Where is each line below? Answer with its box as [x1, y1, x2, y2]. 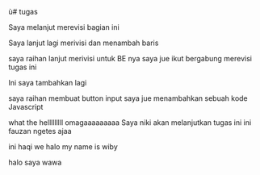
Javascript [8, 102, 44, 111]
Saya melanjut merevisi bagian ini [8, 23, 120, 31]
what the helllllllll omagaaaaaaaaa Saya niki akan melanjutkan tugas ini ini [8, 118, 252, 127]
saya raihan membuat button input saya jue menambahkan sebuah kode [8, 94, 248, 103]
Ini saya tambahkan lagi [8, 78, 87, 87]
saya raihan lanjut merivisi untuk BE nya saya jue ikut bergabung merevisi [8, 54, 253, 63]
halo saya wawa [8, 157, 62, 167]
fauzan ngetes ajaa [8, 127, 72, 135]
